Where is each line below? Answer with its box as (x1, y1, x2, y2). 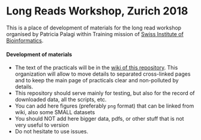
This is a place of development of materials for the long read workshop (6, 24, 182, 31)
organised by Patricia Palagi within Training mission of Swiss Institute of (6, 30, 184, 37)
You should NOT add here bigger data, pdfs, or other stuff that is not (14, 115, 184, 123)
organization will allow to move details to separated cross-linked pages (14, 70, 191, 78)
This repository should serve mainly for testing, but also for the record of (14, 90, 195, 97)
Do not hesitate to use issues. (14, 128, 89, 135)
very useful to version (14, 121, 69, 129)
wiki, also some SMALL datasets (14, 109, 95, 116)
